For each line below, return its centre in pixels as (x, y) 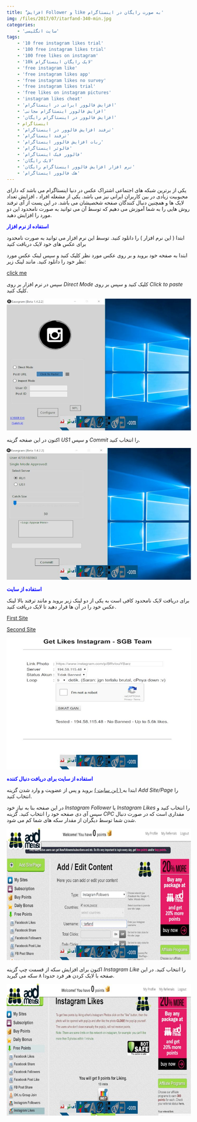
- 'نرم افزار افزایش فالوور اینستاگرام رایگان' (76, 167)
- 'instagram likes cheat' (50, 99)
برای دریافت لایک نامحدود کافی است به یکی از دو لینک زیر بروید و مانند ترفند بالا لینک (98, 601)
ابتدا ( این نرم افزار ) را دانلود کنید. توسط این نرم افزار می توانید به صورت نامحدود (96, 238)
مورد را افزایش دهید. (29, 215)
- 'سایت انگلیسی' (38, 31)
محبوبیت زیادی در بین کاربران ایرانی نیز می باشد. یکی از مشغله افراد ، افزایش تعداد (97, 197)
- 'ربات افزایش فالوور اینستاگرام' (61, 142)
